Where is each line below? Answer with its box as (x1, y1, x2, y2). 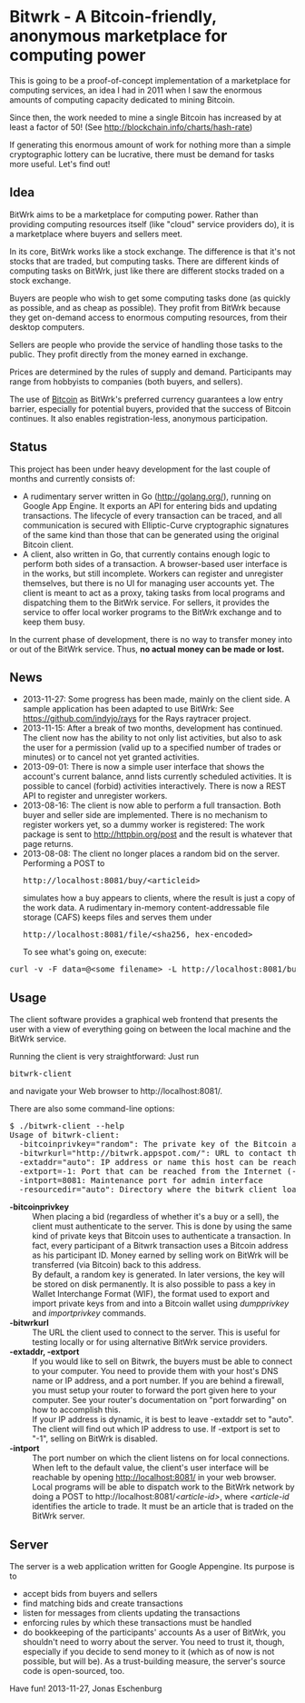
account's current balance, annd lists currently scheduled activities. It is (22, 771, 292, 782)
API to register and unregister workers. (22, 791, 168, 802)
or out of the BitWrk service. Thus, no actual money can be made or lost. (9, 643, 285, 654)
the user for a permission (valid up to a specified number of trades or (22, 742, 281, 753)
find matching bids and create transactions (22, 1598, 183, 1608)
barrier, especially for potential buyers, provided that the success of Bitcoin (9, 403, 291, 414)
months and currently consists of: (9, 473, 136, 483)
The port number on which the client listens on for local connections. (32, 1452, 290, 1464)
